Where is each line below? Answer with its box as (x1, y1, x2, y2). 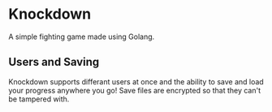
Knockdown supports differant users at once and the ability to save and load (8, 76, 264, 86)
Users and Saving (8, 55, 100, 69)
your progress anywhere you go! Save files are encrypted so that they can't (8, 85, 261, 95)
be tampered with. (8, 94, 70, 104)
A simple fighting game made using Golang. (8, 32, 155, 41)
